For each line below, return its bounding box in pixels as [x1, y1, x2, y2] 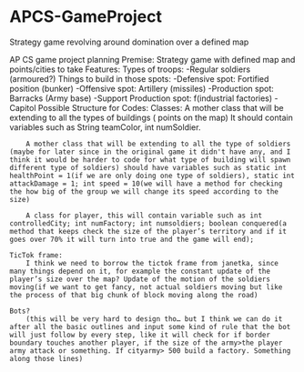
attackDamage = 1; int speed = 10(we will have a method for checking [9, 179, 283, 188]
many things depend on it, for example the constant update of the [9, 266, 271, 276]
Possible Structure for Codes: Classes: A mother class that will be [37, 102, 284, 113]
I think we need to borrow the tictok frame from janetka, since [25, 258, 279, 267]
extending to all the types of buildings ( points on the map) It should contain [9, 112, 293, 123]
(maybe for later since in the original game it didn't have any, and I [9, 147, 291, 156]
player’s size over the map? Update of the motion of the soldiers [9, 275, 271, 284]
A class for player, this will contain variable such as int [25, 211, 262, 220]
